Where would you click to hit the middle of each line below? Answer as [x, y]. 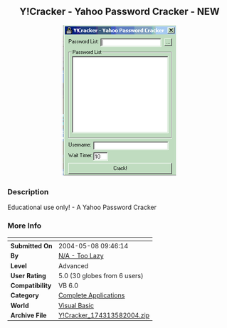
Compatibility [31, 286]
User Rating [28, 275]
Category [25, 295]
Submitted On [31, 246]
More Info [25, 226]
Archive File [28, 315]
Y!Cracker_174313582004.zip [104, 315]
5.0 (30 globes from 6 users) [101, 275]
